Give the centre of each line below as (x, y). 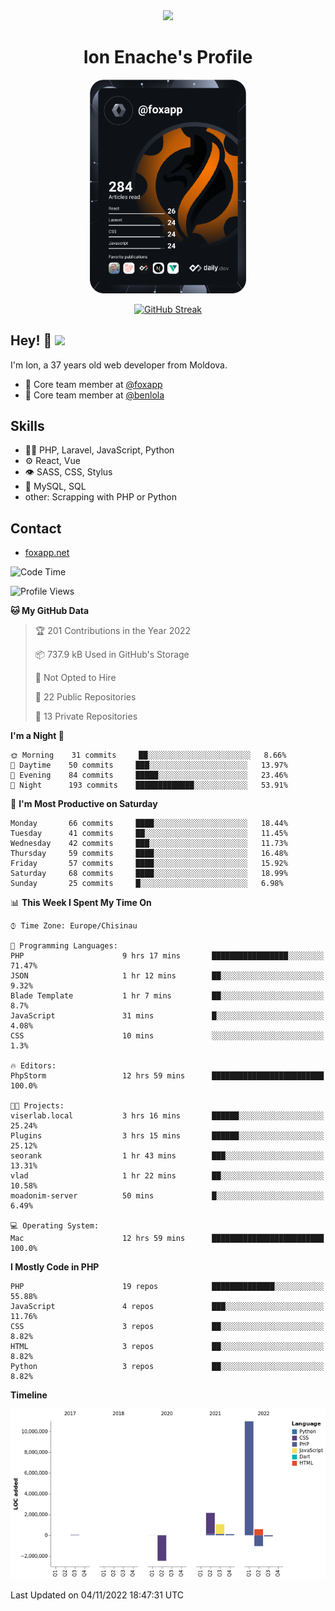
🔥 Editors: (33, 1066)
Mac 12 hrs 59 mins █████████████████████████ (167, 1239)
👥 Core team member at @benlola (94, 395)
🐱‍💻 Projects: (37, 1106)
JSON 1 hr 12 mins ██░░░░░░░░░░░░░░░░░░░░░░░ (167, 976)
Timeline (29, 1395)
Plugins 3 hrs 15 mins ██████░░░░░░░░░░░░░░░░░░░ (167, 1136)
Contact (36, 528)
